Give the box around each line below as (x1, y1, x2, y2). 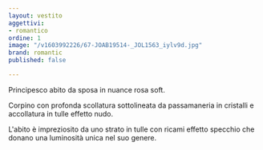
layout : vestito (8, 11, 63, 20)
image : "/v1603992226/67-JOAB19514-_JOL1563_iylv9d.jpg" (8, 41, 203, 49)
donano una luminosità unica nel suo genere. (8, 132, 157, 142)
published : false (8, 57, 67, 65)
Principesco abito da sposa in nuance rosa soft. (8, 85, 166, 94)
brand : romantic (8, 49, 63, 57)
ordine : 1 (8, 34, 42, 42)
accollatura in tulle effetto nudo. (8, 109, 114, 118)
